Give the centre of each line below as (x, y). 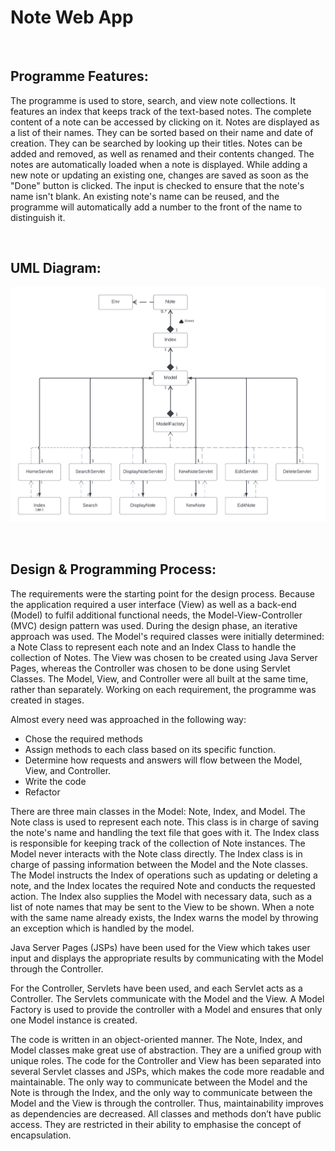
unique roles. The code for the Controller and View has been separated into (166, 1060)
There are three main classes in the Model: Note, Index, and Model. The (158, 811)
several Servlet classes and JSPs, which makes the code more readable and (167, 1071)
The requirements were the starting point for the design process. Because (162, 593)
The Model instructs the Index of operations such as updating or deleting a (164, 875)
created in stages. (47, 700)
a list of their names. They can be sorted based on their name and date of (162, 132)
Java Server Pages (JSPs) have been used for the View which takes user (160, 947)
